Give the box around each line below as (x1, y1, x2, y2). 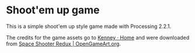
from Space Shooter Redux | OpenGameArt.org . (6, 40, 121, 47)
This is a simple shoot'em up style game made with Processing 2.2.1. (6, 23, 171, 30)
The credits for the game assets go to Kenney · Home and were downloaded (6, 34, 190, 41)
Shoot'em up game (6, 3, 100, 17)
